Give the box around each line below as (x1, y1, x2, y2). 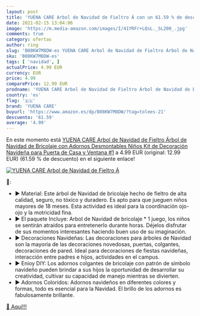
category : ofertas (6, 36, 52, 42)
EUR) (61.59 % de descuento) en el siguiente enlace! (6, 155, 135, 162)
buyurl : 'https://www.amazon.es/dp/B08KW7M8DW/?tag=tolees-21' (6, 109, 167, 115)
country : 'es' (6, 92, 42, 98)
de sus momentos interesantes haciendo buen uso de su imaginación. (14, 228, 186, 235)
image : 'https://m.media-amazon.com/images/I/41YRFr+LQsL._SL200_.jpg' (6, 25, 187, 32)
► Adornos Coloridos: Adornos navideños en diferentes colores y (14, 279, 176, 286)
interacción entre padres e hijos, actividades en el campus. (14, 253, 160, 260)
